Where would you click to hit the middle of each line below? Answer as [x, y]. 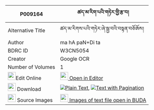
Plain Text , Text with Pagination [105, 88]
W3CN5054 [74, 51]
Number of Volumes [32, 67]
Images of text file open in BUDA [108, 100]
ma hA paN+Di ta [80, 42]
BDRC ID [18, 51]
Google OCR [75, 59]
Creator [17, 59]
